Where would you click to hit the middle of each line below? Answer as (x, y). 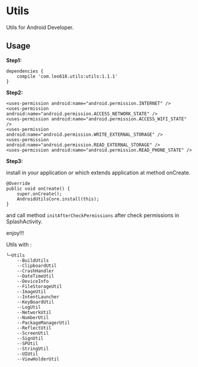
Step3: (15, 161)
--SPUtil (28, 343)
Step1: (14, 60)
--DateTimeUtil (36, 276)
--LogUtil (29, 307)
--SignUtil (30, 338)
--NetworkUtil (34, 312)
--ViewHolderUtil (38, 359)
